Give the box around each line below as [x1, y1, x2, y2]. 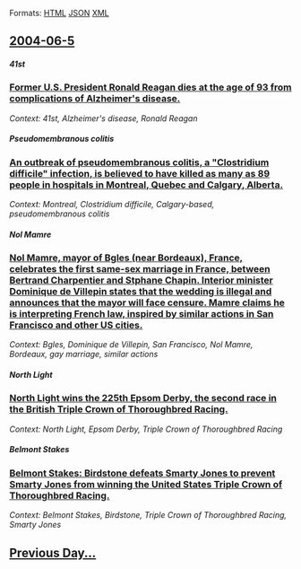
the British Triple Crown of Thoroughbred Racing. [9, 403, 228, 416]
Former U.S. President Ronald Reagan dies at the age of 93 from [9, 81, 293, 93]
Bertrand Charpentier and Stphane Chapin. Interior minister [9, 274, 273, 286]
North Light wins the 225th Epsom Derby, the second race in [9, 392, 278, 405]
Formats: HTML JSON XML [9, 8, 109, 18]
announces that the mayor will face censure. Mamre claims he [9, 296, 285, 309]
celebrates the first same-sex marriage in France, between [9, 263, 271, 276]
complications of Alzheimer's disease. [9, 92, 181, 105]
